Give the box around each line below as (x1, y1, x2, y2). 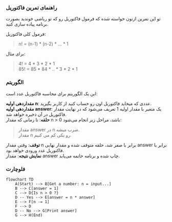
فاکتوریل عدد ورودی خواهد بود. (6, 147, 64, 153)
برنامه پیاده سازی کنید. (6, 21, 49, 27)
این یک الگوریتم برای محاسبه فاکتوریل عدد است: (6, 90, 98, 96)
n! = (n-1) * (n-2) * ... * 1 (18, 41, 69, 47)
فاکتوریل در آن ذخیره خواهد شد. (6, 111, 67, 117)
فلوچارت (6, 165, 26, 172)
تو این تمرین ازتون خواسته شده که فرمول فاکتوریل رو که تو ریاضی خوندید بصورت (6, 16, 161, 22)
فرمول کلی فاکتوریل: (6, 31, 46, 37)
